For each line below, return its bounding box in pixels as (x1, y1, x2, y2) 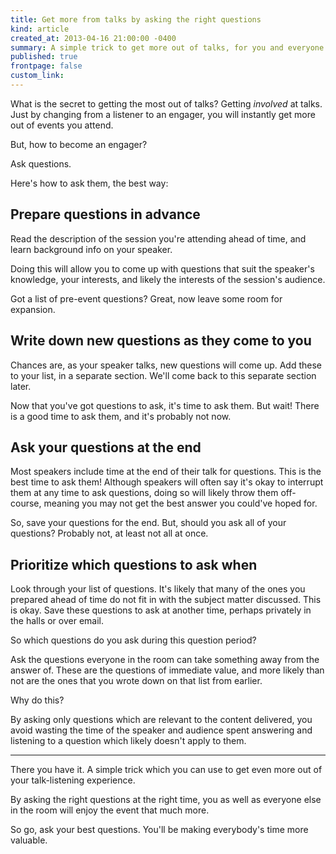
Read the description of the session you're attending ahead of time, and (10, 232, 307, 245)
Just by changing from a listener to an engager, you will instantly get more (10, 108, 316, 120)
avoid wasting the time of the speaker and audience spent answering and (10, 724, 313, 736)
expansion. (10, 303, 56, 315)
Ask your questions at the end (10, 439, 202, 456)
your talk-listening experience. (10, 774, 136, 786)
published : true (10, 52, 78, 62)
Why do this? (10, 694, 65, 706)
